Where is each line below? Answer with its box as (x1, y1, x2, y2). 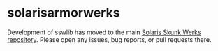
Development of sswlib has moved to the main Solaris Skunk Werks (7, 28, 201, 36)
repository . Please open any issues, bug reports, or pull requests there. (7, 35, 212, 43)
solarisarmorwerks (7, 5, 120, 21)
